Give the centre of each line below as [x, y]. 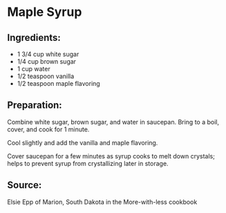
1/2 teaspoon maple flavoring [58, 83]
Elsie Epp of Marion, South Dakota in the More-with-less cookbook [102, 202]
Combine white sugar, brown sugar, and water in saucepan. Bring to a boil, [113, 122]
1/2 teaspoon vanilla [46, 76]
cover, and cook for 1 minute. [48, 129]
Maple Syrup [45, 12]
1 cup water [34, 69]
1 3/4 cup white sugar [48, 54]
